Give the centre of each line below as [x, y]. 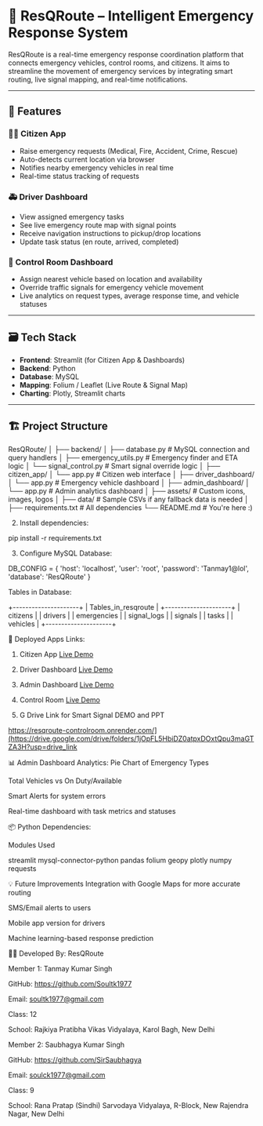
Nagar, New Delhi [36, 1113]
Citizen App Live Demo [56, 654]
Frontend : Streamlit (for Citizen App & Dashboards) [102, 360]
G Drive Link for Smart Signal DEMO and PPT [92, 715]
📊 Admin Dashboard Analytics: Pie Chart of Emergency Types [108, 762]
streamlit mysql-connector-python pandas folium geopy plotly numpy [120, 860]
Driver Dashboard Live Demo [66, 669]
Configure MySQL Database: [66, 553]
